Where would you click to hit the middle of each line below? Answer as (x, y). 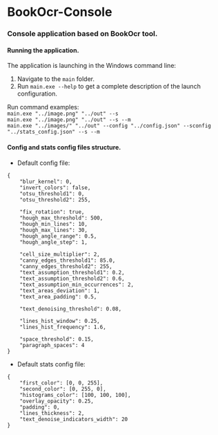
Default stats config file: (51, 364)
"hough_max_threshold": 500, (61, 218)
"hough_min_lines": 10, (54, 224)
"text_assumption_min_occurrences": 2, (77, 285)
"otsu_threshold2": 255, (55, 199)
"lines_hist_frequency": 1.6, (63, 327)
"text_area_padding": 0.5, (58, 296)
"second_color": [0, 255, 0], (63, 389)
